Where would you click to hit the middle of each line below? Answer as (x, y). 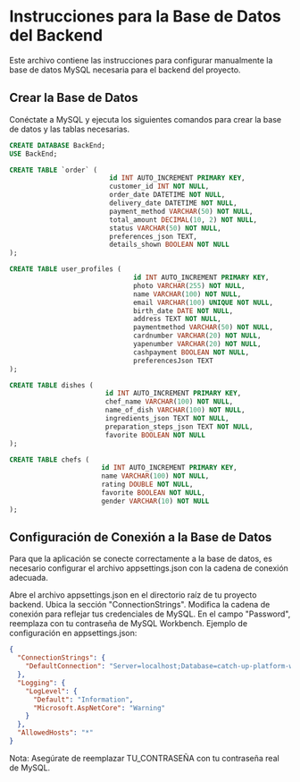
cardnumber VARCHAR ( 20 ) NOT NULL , (197, 336)
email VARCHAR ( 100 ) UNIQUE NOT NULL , (203, 302)
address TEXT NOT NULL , (177, 319)
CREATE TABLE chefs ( (50, 459)
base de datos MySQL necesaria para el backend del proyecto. (125, 70)
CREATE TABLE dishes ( (51, 385)
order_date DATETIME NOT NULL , (167, 195)
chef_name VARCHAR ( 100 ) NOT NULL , (169, 402)
